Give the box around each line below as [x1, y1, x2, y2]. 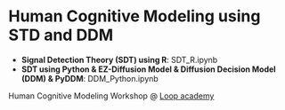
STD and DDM [8, 25, 114, 45]
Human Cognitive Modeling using [8, 6, 261, 27]
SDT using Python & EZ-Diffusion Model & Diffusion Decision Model [20, 64, 277, 75]
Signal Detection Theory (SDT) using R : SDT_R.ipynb [20, 54, 218, 65]
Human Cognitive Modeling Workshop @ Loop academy [8, 90, 215, 101]
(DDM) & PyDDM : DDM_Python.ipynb [20, 73, 159, 83]
